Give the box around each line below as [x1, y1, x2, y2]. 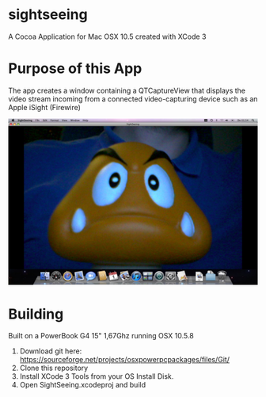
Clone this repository [19, 363, 89, 373]
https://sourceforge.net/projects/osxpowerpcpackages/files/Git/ [19, 355, 230, 365]
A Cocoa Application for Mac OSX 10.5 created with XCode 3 [8, 32, 207, 41]
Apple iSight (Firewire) [8, 102, 82, 112]
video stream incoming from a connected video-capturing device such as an [8, 94, 258, 104]
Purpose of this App [8, 59, 142, 78]
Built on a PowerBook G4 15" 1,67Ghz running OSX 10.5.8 [8, 331, 194, 341]
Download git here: [19, 346, 82, 356]
